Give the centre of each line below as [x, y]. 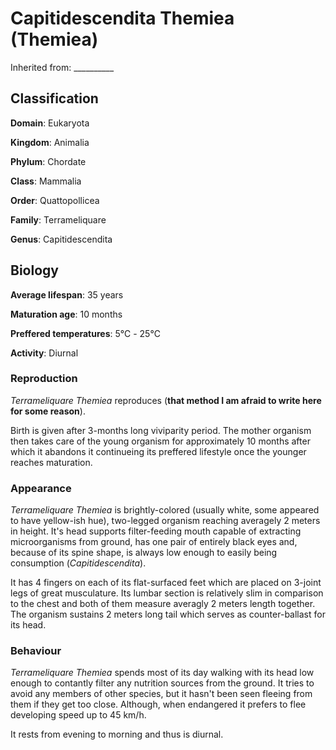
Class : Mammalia [46, 181]
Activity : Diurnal [44, 353]
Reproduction [44, 379]
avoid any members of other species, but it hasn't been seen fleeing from [161, 694]
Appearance [41, 488]
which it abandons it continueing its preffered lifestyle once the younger [158, 451]
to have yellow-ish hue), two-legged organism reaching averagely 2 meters [165, 521]
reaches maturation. [51, 462]
